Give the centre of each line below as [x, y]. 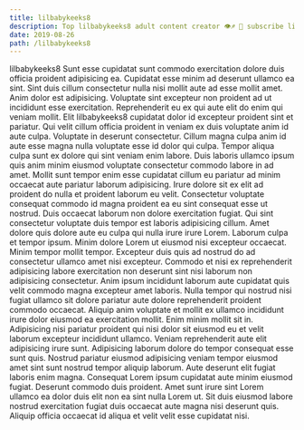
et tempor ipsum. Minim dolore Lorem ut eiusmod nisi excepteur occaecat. [148, 242]
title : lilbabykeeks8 [50, 18]
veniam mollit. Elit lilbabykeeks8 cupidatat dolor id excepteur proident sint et [152, 117]
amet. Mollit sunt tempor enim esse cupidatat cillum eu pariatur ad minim [145, 175]
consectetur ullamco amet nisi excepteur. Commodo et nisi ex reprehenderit [151, 262]
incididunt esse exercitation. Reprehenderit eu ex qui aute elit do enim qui [146, 107]
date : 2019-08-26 [42, 34]
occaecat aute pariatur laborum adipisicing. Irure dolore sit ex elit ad [137, 185]
